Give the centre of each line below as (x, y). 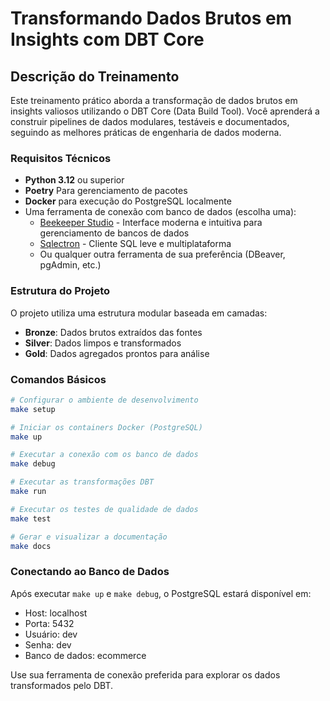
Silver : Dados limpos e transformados (103, 343)
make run (28, 492)
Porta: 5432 (49, 623)
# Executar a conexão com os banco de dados (104, 455)
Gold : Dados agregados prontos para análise (117, 353)
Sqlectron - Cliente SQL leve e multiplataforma (135, 244)
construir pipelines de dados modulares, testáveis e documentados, (150, 121)
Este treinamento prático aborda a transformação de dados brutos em (154, 100)
